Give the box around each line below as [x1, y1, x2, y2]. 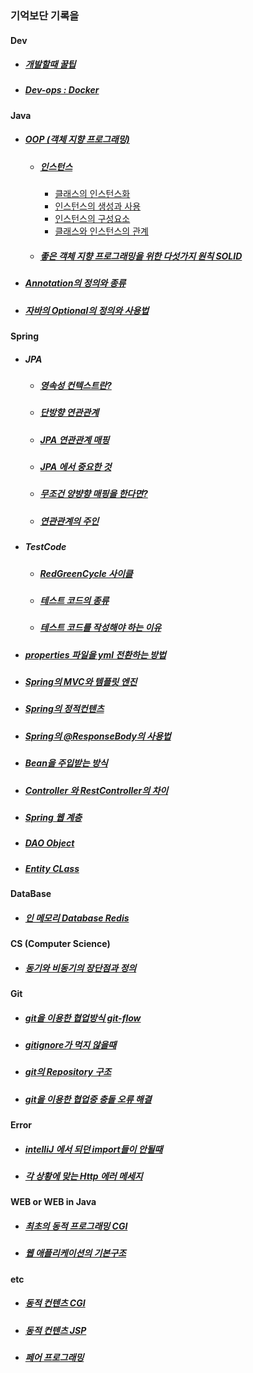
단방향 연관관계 [39, 407, 100, 419]
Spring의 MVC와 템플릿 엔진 [24, 676, 138, 688]
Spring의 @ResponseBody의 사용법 [24, 730, 172, 742]
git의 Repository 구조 [24, 1066, 112, 1078]
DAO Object [24, 837, 75, 849]
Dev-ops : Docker [24, 84, 100, 96]
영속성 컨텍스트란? [39, 379, 112, 391]
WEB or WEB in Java [10, 1196, 97, 1208]
